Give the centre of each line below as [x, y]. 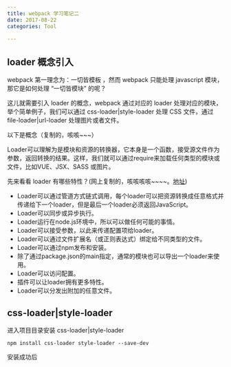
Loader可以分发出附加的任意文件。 [66, 291]
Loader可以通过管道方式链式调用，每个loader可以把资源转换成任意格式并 [120, 196]
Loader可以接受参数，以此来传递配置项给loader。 [87, 231]
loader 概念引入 [41, 62]
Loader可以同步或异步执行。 [57, 213]
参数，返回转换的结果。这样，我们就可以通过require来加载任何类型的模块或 [113, 158]
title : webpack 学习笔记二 [43, 13]
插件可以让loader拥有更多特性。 [62, 282]
